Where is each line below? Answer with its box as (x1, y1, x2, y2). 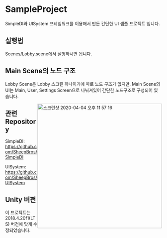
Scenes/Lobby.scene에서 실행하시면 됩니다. (5, 51, 92, 57)
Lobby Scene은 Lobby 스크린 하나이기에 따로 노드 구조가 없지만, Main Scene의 (5, 81, 161, 87)
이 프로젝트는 (5, 210, 31, 216)
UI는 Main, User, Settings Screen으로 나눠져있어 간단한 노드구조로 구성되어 (5, 87, 153, 93)
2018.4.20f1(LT (5, 215, 36, 221)
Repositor (5, 117, 36, 125)
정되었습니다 (5, 228, 30, 234)
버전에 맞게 (10, 221, 32, 227)
